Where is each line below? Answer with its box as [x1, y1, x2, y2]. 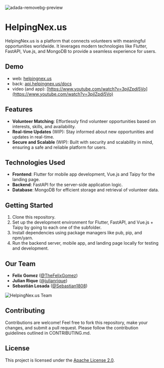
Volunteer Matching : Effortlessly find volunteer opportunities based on [12, 118, 156, 124]
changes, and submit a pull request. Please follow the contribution [5, 324, 139, 330]
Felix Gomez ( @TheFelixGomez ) [12, 273, 78, 278]
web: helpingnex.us [12, 75, 52, 81]
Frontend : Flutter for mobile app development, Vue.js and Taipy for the [12, 171, 155, 177]
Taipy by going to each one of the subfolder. [12, 225, 102, 230]
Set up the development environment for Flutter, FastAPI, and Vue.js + [12, 219, 154, 225]
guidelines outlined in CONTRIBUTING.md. [5, 330, 91, 336]
